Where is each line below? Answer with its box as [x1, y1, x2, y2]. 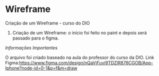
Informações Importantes [5, 44, 58, 50]
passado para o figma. [12, 35, 59, 41]
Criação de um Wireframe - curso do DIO [5, 20, 90, 26]
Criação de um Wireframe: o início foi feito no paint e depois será [12, 29, 147, 35]
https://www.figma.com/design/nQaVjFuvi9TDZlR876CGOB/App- [19, 59, 153, 65]
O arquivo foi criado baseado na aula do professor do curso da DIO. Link [5, 54, 154, 60]
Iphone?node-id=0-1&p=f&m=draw [5, 65, 77, 71]
